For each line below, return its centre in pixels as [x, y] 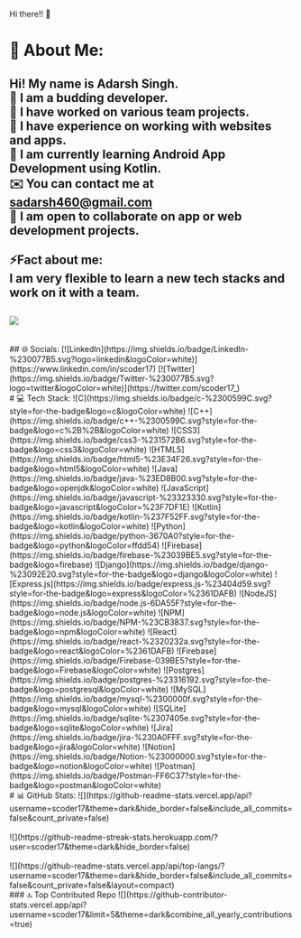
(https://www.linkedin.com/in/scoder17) [82, 369]
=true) [21, 924]
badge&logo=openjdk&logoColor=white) [84, 488]
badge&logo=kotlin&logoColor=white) [79, 526]
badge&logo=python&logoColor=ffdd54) [85, 545]
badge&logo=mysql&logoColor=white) [80, 709]
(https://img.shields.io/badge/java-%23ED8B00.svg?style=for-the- [134, 478]
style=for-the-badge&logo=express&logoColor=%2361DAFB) [123, 594]
